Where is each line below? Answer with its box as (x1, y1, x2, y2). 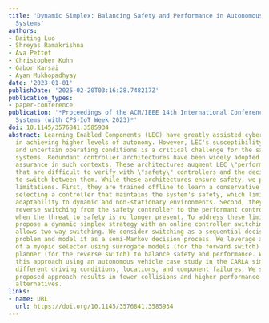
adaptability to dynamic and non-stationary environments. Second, (15, 198, 246, 206)
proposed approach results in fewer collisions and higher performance (15, 273, 260, 281)
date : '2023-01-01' (8, 79, 74, 87)
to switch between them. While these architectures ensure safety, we (15, 176, 256, 184)
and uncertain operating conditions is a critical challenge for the (15, 146, 252, 154)
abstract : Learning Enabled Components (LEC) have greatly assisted (8, 131, 242, 139)
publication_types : (8, 94, 74, 102)
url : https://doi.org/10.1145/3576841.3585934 (15, 302, 174, 310)
